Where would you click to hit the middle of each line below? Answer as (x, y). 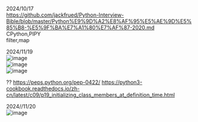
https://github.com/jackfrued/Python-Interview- (65, 15)
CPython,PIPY (23, 34)
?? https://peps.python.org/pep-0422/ (53, 82)
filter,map (18, 40)
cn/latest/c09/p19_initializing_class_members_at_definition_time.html (91, 95)
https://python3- (122, 82)
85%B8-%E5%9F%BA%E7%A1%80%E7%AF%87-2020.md (80, 27)
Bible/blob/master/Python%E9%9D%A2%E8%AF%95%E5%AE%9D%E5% (99, 21)
